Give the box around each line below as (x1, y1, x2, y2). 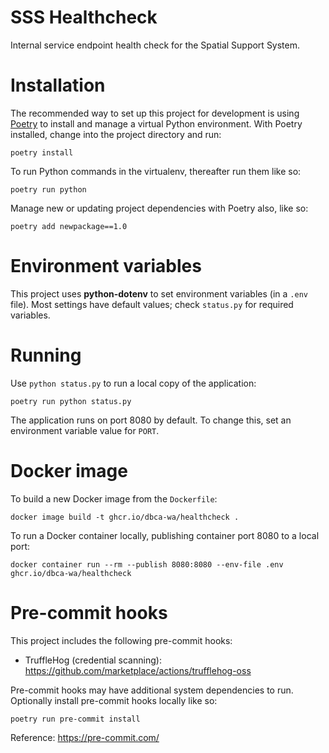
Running (10, 344, 82, 366)
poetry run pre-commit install (10, 714, 141, 724)
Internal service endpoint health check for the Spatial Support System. (10, 39, 301, 51)
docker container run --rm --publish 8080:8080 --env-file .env (10, 559, 284, 570)
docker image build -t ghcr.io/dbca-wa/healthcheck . (10, 512, 240, 522)
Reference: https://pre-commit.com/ (10, 731, 160, 743)
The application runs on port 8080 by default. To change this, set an (10, 414, 292, 426)
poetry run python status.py (10, 396, 132, 406)
